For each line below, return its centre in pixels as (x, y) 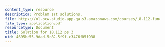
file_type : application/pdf (34, 23)
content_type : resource (29, 10)
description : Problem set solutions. (44, 14)
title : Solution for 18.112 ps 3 (39, 32)
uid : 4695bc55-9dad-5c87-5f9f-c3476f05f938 (50, 37)
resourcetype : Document (29, 28)
